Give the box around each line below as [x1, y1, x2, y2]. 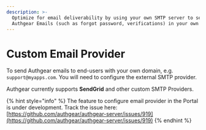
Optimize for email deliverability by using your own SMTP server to [12, 15, 193, 21]
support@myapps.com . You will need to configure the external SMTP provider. [6, 74, 197, 81]
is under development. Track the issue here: [6, 104, 118, 111]
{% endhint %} [154, 117, 192, 124]
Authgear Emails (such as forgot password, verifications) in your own [12, 20, 199, 26]
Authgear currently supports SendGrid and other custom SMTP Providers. [6, 85, 194, 93]
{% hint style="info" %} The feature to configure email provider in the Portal [6, 97, 198, 105]
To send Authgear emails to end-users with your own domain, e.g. [6, 67, 174, 74]
